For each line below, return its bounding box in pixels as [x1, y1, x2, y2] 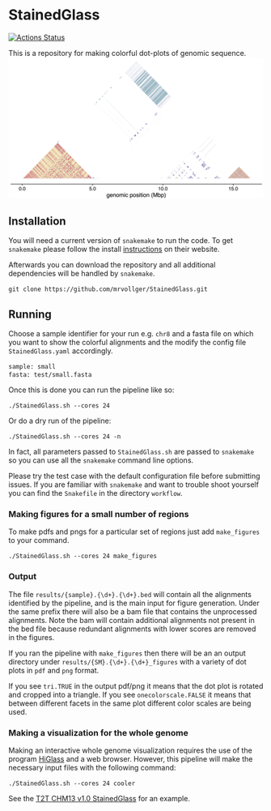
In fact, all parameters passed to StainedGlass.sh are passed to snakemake [8, 447, 255, 457]
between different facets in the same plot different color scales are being [8, 698, 252, 708]
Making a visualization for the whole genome [8, 727, 188, 738]
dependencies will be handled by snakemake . [8, 269, 155, 279]
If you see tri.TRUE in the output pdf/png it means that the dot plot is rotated [8, 681, 264, 690]
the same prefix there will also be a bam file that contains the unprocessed [8, 606, 257, 617]
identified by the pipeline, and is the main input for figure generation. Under [8, 598, 260, 608]
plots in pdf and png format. [8, 665, 100, 675]
